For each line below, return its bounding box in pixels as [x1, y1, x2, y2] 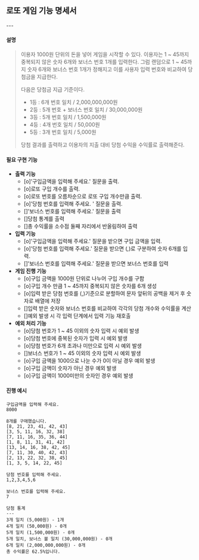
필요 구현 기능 [6, 156, 38, 163]
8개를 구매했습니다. [6, 418, 47, 424]
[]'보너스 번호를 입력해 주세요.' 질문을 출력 [23, 208, 121, 215]
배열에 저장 [35, 298, 61, 305]
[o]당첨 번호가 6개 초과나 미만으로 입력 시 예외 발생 [23, 342, 142, 350]
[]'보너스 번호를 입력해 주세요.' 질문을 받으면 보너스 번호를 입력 [23, 260, 169, 267]
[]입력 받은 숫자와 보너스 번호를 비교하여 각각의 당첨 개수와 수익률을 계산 [23, 305, 192, 312]
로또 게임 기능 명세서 [6, 5, 77, 16]
